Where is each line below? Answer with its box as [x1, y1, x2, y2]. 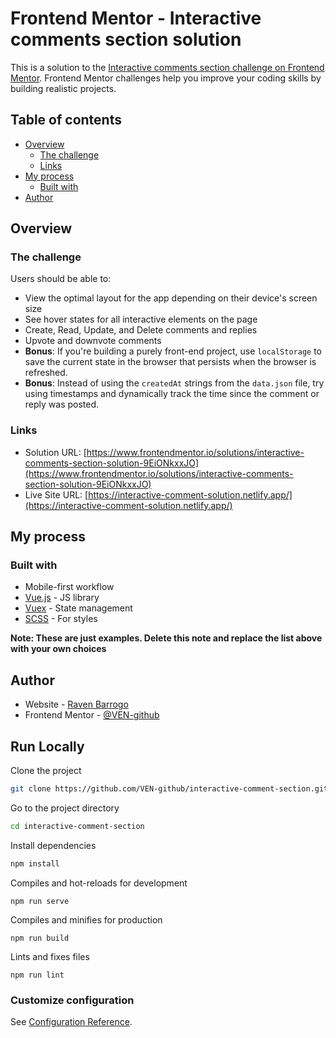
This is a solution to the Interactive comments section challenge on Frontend [10, 61, 325, 73]
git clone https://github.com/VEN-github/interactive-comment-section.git [10, 784, 329, 794]
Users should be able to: [10, 273, 112, 285]
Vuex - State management [24, 602, 133, 614]
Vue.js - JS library [24, 592, 100, 604]
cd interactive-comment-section [10, 821, 145, 831]
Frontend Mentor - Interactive [10, 7, 262, 30]
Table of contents [10, 112, 122, 129]
